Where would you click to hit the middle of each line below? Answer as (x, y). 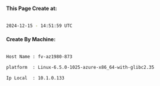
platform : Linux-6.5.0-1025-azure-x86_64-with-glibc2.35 (80, 68)
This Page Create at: (32, 8)
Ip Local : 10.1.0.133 (35, 78)
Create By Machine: (31, 39)
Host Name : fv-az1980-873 (39, 57)
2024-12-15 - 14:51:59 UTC (39, 26)
